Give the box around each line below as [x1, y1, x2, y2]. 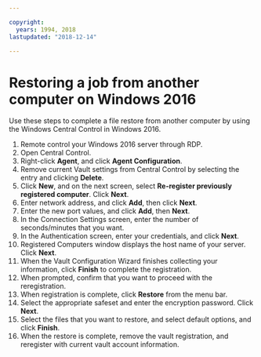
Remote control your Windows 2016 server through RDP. [20, 140, 203, 149]
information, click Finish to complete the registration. [20, 264, 192, 275]
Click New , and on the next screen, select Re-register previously [20, 181, 232, 191]
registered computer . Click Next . [20, 190, 129, 199]
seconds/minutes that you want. [20, 223, 125, 232]
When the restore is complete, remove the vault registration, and [20, 331, 229, 341]
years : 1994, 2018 [16, 25, 77, 34]
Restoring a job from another [9, 74, 200, 91]
